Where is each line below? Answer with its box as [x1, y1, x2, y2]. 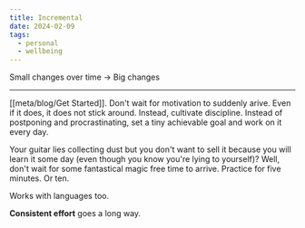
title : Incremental [9, 13, 84, 23]
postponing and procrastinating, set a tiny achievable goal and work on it [9, 117, 282, 128]
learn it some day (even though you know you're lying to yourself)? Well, [9, 154, 280, 165]
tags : [9, 30, 30, 39]
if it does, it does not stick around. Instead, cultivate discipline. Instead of [9, 108, 283, 119]
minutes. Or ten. [9, 173, 70, 184]
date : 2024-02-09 [9, 22, 75, 31]
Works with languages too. [9, 191, 110, 202]
